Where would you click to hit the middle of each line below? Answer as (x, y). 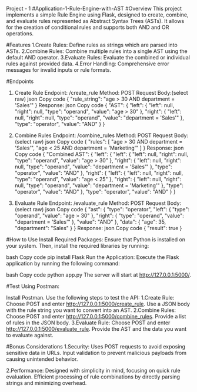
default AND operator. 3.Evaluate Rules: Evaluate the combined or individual (98, 57)
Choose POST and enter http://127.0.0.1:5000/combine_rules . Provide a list (96, 316)
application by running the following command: (63, 263)
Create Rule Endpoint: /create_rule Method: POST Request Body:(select (101, 93)
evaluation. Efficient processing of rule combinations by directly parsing (93, 377)
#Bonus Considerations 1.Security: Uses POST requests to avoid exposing (96, 346)
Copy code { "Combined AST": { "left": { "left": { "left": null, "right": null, (101, 154)
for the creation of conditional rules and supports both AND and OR (88, 27)
